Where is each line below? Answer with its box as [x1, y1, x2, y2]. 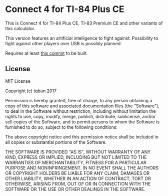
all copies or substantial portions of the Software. [5, 139, 106, 145]
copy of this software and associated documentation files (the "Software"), [5, 103, 160, 109]
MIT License [5, 78, 31, 84]
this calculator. [5, 25, 35, 31]
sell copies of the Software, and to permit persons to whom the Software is [5, 119, 160, 125]
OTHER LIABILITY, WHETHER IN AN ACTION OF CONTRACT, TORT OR [5, 175, 151, 181]
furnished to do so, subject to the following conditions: [5, 124, 117, 130]
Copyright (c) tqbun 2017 [5, 88, 56, 94]
